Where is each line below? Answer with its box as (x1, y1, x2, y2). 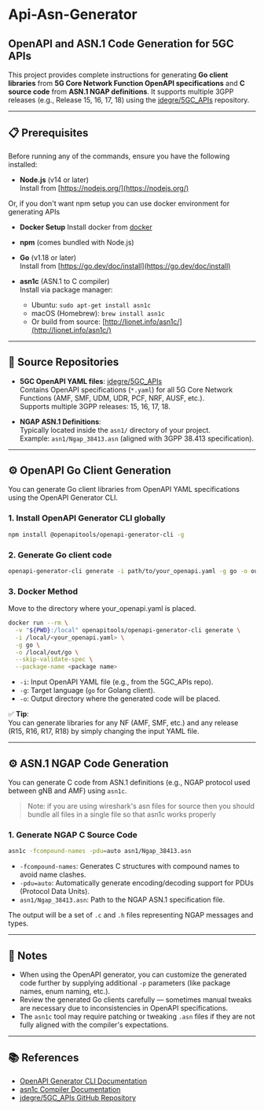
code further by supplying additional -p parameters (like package (19, 978, 231, 987)
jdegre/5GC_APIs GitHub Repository (19, 1093, 136, 1102)
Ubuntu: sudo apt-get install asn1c (31, 300, 152, 309)
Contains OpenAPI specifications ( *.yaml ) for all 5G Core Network (19, 385, 233, 394)
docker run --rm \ (8, 619, 68, 628)
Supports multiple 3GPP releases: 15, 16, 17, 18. (19, 401, 170, 411)
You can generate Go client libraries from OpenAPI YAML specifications (8, 485, 240, 494)
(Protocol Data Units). (19, 887, 90, 896)
